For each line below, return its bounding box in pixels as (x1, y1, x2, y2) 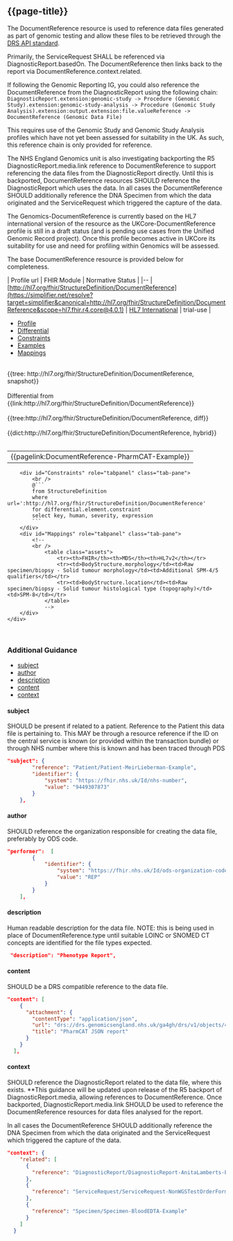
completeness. (7, 262, 50, 271)
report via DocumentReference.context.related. (7, 67, 142, 75)
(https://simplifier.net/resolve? (7, 290, 94, 299)
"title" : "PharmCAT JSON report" (32, 1028, 129, 1036)
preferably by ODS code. (7, 835, 78, 843)
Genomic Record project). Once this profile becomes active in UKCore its (7, 234, 216, 242)
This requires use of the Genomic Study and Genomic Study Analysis (7, 125, 205, 134)
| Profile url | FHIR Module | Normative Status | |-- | (7, 276, 153, 284)
